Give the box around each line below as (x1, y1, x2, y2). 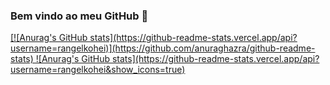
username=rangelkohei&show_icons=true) (10, 64, 186, 76)
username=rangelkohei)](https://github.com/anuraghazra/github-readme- (10, 42, 316, 54)
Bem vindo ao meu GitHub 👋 (10, 9, 149, 23)
